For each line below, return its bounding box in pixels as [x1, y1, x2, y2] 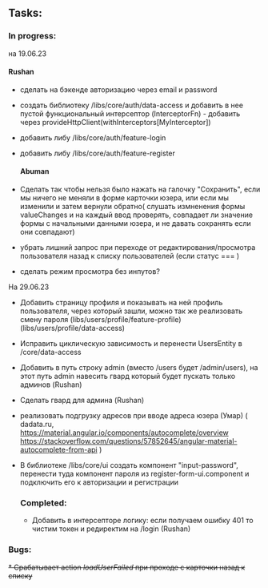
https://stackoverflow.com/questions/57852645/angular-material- [19, 437, 238, 446]
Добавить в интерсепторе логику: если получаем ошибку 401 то [31, 516, 254, 526]
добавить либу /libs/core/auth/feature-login [19, 132, 166, 143]
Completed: [19, 497, 67, 509]
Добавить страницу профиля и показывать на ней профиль [19, 298, 223, 308]
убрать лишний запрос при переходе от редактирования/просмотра [19, 243, 256, 252]
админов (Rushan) [19, 380, 82, 389]
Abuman [19, 167, 50, 176]
